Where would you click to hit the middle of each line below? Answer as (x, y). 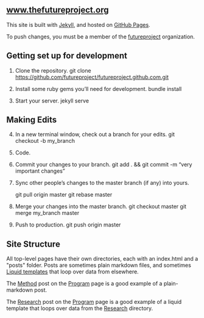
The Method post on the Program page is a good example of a (84, 284)
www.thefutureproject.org (58, 10)
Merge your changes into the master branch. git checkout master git (101, 206)
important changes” (40, 171)
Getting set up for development (67, 56)
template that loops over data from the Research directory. (80, 308)
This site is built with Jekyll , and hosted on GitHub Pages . (78, 24)
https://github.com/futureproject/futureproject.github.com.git (92, 77)
